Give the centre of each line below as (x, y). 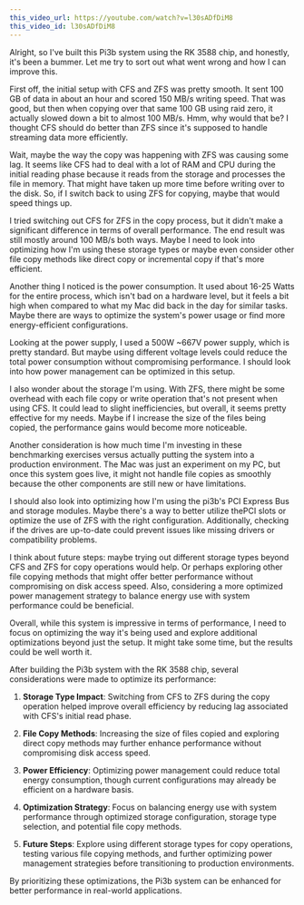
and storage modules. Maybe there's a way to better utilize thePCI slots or (148, 511)
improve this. (34, 71)
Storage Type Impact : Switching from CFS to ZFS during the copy (146, 696)
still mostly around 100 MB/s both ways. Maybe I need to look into (132, 239)
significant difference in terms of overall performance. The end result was (147, 230)
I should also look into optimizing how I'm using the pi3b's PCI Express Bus (150, 501)
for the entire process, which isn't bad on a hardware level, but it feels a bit (149, 296)
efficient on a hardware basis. (78, 789)
